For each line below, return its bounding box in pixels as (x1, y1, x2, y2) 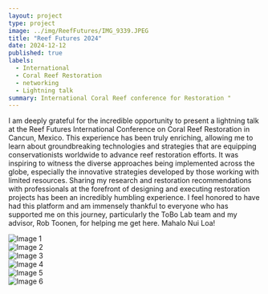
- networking (15, 79, 59, 87)
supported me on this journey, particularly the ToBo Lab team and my (8, 210, 238, 219)
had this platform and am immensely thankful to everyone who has (8, 202, 229, 211)
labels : (8, 57, 35, 65)
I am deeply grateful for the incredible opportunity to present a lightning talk (8, 116, 259, 125)
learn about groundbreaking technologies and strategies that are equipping (8, 141, 257, 151)
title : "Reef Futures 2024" (8, 34, 103, 43)
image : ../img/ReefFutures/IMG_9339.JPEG (8, 27, 149, 35)
